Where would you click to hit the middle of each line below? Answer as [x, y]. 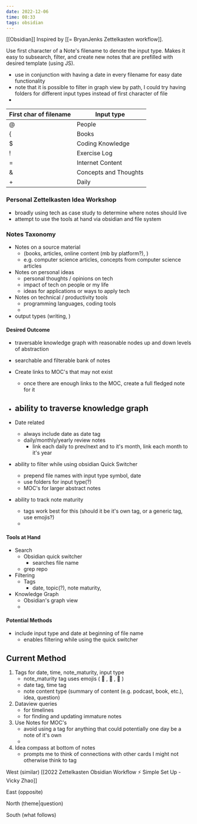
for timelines [39, 710]
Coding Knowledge [103, 144]
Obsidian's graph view [51, 601]
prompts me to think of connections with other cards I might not [101, 754]
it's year [42, 452]
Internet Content [99, 163]
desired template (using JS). [40, 63]
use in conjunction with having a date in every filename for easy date [98, 75]
